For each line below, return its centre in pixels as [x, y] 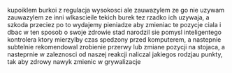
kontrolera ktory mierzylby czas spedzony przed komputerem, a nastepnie [114, 40]
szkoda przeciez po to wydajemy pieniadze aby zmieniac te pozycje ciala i [114, 25]
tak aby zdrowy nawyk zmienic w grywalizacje [74, 62]
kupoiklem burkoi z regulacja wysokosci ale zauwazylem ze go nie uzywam [116, 10]
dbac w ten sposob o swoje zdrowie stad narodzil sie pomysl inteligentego [115, 32]
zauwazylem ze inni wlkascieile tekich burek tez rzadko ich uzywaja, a [108, 17]
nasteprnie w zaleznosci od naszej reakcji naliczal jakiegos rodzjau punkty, [115, 54]
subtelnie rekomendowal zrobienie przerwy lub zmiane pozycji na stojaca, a [116, 47]
